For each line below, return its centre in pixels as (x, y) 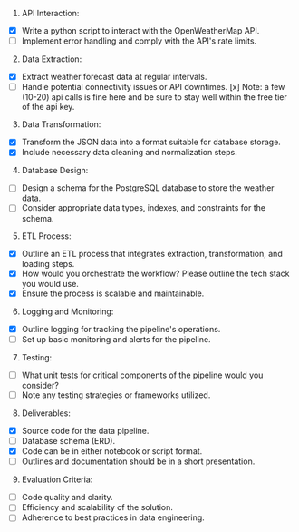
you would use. (50, 283)
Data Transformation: (61, 124)
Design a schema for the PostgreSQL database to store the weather (148, 188)
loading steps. (48, 263)
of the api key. (48, 107)
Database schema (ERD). (68, 441)
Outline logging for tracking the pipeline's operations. (121, 329)
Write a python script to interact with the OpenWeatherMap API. (140, 30)
